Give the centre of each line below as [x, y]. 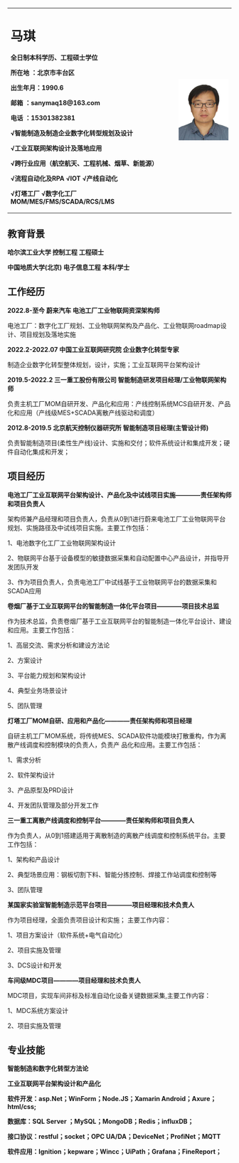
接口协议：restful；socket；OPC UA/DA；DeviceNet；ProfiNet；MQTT [114, 1137]
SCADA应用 [24, 590]
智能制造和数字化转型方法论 [48, 1068]
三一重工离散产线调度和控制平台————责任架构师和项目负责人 [101, 820]
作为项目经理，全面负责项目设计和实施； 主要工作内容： [89, 920]
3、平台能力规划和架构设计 [47, 675]
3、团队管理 [25, 889]
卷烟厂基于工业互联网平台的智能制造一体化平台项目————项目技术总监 [113, 606]
